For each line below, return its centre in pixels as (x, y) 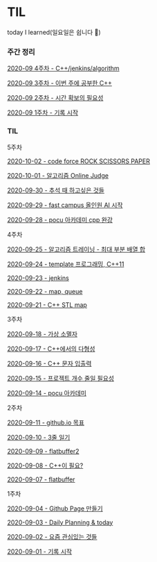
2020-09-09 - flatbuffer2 (43, 451)
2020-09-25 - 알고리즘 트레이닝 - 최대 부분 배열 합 (76, 249)
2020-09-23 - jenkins (38, 278)
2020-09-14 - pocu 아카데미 (47, 392)
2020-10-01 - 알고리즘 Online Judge (58, 175)
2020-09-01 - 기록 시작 (40, 551)
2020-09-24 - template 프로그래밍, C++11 (66, 264)
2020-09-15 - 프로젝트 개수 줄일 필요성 (61, 378)
